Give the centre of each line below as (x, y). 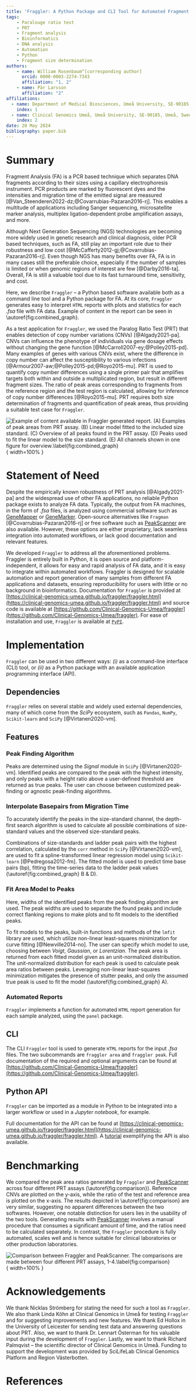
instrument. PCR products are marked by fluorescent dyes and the (86, 189)
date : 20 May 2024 (28, 126)
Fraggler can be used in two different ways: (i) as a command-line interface (97, 661)
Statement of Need (53, 475)
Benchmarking (43, 1165)
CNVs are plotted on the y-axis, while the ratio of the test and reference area (98, 1194)
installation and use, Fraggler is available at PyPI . (65, 621)
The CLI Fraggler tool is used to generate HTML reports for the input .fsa (92, 1048)
